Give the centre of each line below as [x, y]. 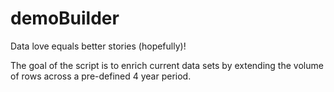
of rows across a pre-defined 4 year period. [101, 76]
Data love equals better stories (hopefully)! [98, 46]
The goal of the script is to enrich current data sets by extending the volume [167, 65]
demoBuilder [65, 18]
